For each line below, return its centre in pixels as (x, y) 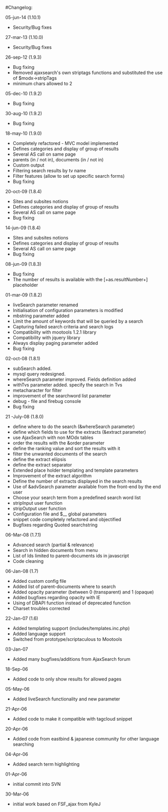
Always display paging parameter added (55, 343)
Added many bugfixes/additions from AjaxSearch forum (71, 659)
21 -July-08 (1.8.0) (25, 417)
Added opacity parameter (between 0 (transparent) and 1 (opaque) (83, 592)
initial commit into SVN (37, 784)
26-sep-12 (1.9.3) (24, 57)
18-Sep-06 (17, 669)
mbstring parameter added (41, 316)
